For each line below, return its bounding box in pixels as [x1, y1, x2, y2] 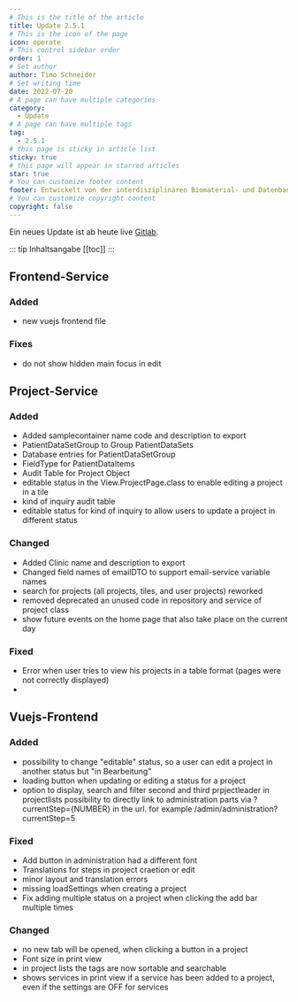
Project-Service [9, 384, 99, 399]
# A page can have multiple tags [9, 120, 133, 129]
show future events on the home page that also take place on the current [21, 613, 288, 624]
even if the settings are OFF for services [21, 982, 169, 992]
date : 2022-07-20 [9, 87, 73, 96]
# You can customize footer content [9, 178, 144, 187]
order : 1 [9, 54, 42, 63]
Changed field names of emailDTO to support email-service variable [21, 566, 271, 577]
